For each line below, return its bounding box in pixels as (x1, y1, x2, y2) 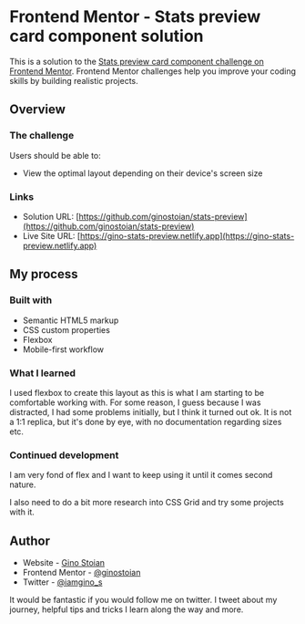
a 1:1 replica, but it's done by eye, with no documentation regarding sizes (9, 416, 282, 427)
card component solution (9, 26, 204, 47)
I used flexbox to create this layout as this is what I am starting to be (9, 387, 265, 398)
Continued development (9, 449, 119, 462)
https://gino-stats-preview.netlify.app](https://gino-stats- (80, 230, 295, 241)
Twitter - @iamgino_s (22, 577, 103, 588)
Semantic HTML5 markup (22, 315, 119, 326)
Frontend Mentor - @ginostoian (22, 567, 141, 578)
